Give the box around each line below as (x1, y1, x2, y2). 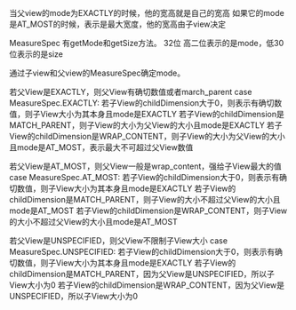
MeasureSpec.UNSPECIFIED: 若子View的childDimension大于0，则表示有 (9, 247, 276, 257)
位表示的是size (9, 49, 64, 60)
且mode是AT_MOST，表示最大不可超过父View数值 (9, 142, 194, 153)
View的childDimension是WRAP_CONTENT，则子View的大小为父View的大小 (9, 131, 286, 141)
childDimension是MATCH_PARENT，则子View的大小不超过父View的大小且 (9, 195, 281, 204)
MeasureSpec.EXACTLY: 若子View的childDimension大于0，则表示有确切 (9, 98, 275, 108)
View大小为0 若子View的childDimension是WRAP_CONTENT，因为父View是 (9, 280, 285, 290)
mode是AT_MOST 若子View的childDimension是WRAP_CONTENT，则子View (9, 205, 288, 216)
